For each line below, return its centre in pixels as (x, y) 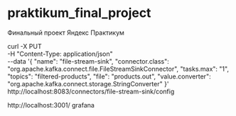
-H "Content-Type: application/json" (60, 54)
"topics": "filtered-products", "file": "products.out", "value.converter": (109, 76)
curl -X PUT (25, 46)
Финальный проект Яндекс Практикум (66, 33)
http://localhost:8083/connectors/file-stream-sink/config (91, 91)
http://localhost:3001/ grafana (51, 105)
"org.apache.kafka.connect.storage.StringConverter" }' (88, 83)
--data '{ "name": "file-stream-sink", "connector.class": (88, 61)
